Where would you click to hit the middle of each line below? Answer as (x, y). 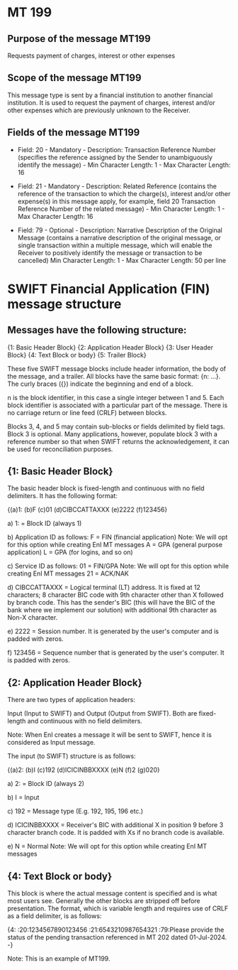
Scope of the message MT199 (74, 78)
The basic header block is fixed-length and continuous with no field (106, 488)
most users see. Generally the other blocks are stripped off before (104, 901)
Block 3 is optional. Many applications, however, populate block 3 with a (113, 433)
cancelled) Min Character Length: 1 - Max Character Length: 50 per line (122, 260)
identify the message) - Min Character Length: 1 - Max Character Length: (124, 165)
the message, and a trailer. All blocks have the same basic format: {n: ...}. (114, 376)
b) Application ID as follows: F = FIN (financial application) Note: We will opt (118, 537)
